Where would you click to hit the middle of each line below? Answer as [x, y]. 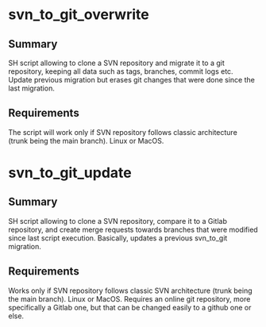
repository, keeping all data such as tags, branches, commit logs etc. [121, 71]
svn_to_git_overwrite [79, 15]
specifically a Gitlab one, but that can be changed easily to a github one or [130, 307]
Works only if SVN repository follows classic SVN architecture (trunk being [130, 290]
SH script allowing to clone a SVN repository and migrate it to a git [116, 63]
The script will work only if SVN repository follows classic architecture [123, 132]
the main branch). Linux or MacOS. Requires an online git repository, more [129, 298]
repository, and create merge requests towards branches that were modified [133, 229]
